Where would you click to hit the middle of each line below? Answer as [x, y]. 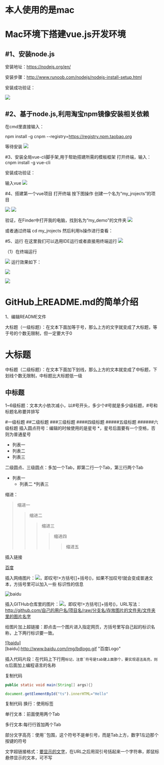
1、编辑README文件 [26, 316]
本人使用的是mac [40, 10]
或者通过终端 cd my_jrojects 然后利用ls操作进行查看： [59, 231]
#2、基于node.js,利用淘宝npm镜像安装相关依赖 [77, 114]
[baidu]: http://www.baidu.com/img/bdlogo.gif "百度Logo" [63, 649]
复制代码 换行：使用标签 [29, 704]
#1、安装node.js [30, 54]
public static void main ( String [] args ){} [49, 685]
